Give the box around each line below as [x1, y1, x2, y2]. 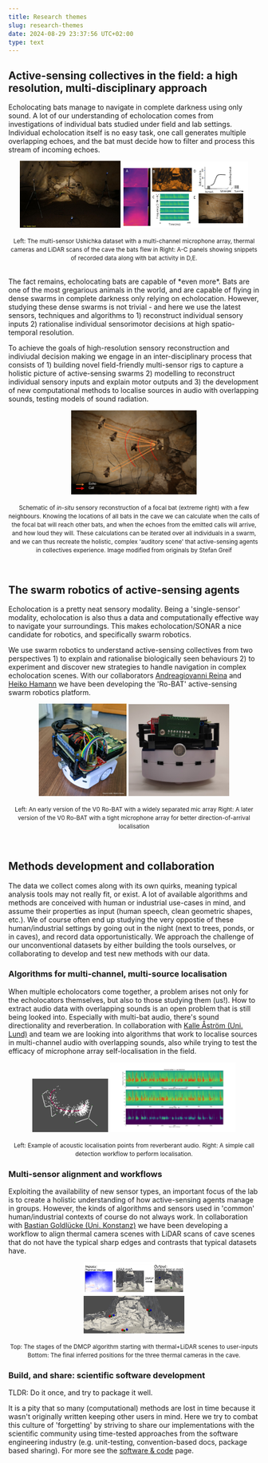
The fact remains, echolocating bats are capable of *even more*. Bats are [8, 276, 250, 287]
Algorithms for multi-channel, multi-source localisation [8, 968, 227, 980]
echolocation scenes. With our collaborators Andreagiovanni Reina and [8, 671, 242, 681]
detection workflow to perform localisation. [75, 1150, 193, 1158]
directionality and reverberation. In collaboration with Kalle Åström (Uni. [8, 1020, 243, 1030]
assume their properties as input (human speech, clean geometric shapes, [8, 906, 253, 916]
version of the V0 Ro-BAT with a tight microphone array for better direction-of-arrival [18, 813, 250, 822]
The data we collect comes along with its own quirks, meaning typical [8, 881, 238, 890]
